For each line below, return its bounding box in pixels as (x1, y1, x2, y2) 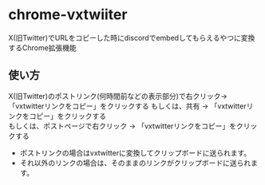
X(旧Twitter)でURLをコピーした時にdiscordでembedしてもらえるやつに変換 (8, 33, 255, 42)
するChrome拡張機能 (8, 42, 77, 53)
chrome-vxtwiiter (8, 6, 128, 24)
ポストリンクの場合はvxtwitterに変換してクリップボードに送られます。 (19, 148, 251, 157)
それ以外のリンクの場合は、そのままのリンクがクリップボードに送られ (19, 158, 251, 167)
